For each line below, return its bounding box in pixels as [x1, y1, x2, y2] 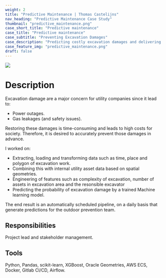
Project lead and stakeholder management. [5, 234, 93, 240]
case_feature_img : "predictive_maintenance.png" [5, 44, 108, 49]
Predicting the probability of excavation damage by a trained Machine [12, 187, 156, 193]
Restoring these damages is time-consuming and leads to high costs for [5, 125, 153, 131]
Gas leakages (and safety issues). [12, 116, 82, 122]
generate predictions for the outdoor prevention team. [5, 207, 116, 213]
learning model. [12, 192, 45, 198]
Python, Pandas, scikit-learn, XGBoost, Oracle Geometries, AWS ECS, [5, 262, 148, 268]
